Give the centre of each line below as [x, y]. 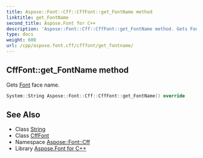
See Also [23, 115]
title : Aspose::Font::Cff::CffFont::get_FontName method [79, 12]
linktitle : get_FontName [37, 18]
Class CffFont [32, 136]
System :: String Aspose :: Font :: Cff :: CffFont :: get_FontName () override [96, 96]
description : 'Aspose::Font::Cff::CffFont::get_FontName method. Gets [97, 29]
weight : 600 [21, 40]
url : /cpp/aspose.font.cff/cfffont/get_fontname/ [70, 46]
